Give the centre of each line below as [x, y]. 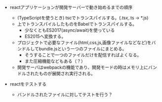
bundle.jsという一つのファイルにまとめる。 [83, 49]
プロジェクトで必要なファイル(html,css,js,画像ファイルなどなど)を [84, 43]
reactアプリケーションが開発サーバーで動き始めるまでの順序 [71, 7]
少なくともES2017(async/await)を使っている [70, 30]
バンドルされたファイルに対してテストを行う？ [65, 95]
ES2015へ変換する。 [45, 36]
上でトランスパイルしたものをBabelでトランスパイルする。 [77, 24]
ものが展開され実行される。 [67, 74]
